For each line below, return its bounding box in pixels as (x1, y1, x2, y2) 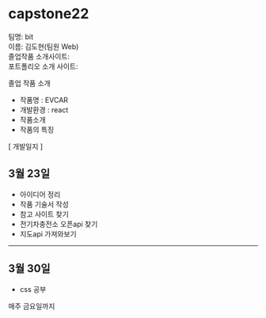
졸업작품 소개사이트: (8, 51, 70, 61)
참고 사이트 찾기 (19, 209, 69, 218)
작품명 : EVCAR (19, 95, 69, 104)
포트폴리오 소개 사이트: (8, 61, 78, 71)
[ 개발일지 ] (8, 142, 44, 151)
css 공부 (19, 284, 47, 293)
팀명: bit (8, 32, 34, 41)
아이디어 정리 (19, 189, 61, 199)
